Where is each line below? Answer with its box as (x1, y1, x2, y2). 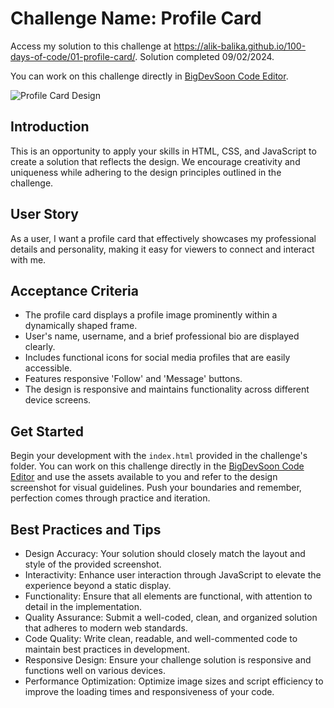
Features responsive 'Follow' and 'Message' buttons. (24, 373, 243, 385)
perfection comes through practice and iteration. (10, 492, 211, 504)
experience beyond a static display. (24, 580, 172, 591)
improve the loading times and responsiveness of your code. (24, 686, 275, 697)
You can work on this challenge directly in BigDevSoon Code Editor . (10, 70, 289, 82)
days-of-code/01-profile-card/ (10, 50, 136, 62)
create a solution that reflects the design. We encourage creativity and (10, 155, 301, 167)
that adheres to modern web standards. (24, 622, 188, 634)
